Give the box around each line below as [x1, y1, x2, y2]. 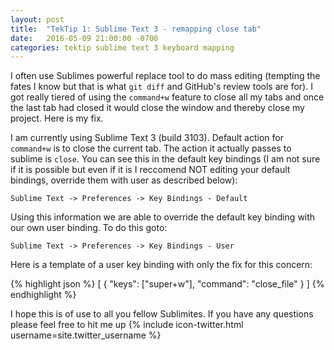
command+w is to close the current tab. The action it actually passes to [10, 142, 292, 155]
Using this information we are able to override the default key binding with [10, 211, 316, 223]
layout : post [10, 14, 65, 25]
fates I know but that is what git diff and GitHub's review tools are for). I [10, 81, 313, 93]
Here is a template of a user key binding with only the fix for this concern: [10, 259, 313, 271]
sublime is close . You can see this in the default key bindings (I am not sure [10, 153, 321, 165]
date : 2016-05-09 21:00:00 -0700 [10, 33, 159, 43]
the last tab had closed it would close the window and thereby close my [10, 102, 305, 114]
